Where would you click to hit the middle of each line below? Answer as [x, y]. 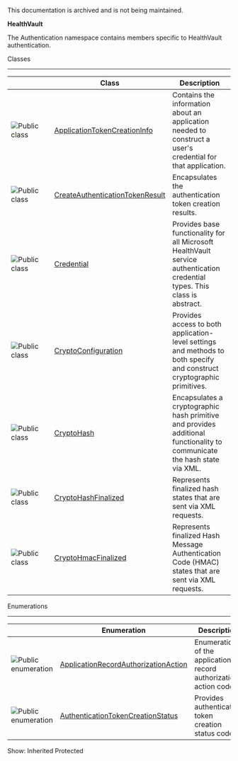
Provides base [196, 224]
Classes [19, 59]
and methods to [198, 351]
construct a [191, 139]
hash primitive [196, 415]
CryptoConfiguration [89, 351]
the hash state [196, 459]
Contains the [193, 95]
